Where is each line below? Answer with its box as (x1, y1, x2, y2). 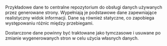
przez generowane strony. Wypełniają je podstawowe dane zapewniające (5, 9, 157, 15)
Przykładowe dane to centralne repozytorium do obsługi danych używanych (5, 4, 162, 10)
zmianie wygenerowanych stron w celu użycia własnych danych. (5, 35, 139, 41)
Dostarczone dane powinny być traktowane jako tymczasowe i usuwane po (5, 30, 161, 35)
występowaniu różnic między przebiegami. (5, 20, 94, 26)
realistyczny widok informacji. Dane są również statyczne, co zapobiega (5, 15, 154, 20)
